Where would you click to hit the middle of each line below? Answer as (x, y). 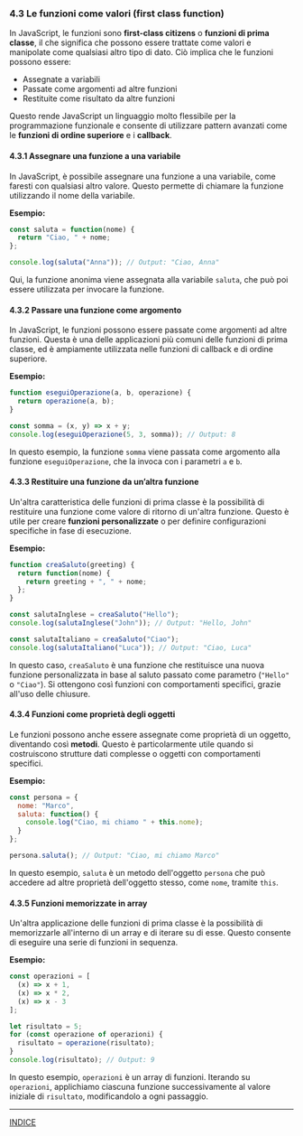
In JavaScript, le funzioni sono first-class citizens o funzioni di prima (139, 33)
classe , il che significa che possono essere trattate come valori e (130, 42)
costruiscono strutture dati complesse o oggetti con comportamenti (135, 753)
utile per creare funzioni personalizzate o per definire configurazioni (138, 521)
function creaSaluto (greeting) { (72, 564)
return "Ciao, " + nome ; (64, 237)
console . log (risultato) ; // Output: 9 (82, 1060)
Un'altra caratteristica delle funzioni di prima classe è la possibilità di (137, 502)
